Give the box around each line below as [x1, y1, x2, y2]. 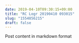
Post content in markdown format [5, 33, 72, 39]
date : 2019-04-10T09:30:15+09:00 [5, 7, 73, 12]
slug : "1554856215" [5, 16, 45, 21]
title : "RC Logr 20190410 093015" [5, 11, 75, 16]
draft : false [5, 20, 32, 25]
